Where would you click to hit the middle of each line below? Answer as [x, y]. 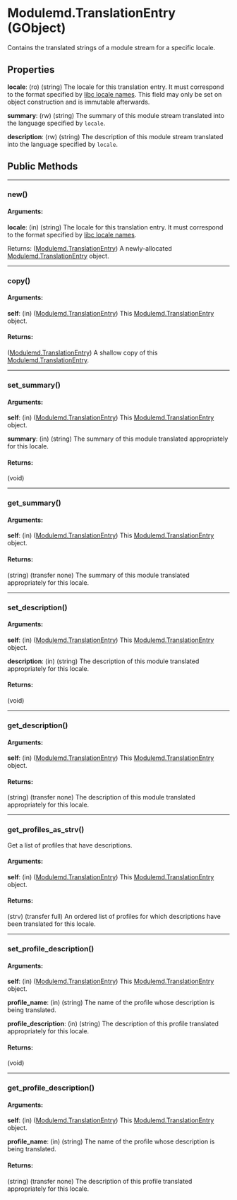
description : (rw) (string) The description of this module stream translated [115, 136]
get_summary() [34, 503]
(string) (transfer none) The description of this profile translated [100, 1181]
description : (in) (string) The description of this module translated [103, 661]
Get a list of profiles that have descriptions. [70, 845]
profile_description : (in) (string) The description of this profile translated [113, 1024]
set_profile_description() [51, 949]
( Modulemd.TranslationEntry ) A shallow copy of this [83, 353]
